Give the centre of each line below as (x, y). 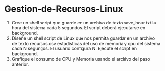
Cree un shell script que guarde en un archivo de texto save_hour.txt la (84, 23)
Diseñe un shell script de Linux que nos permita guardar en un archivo (83, 38)
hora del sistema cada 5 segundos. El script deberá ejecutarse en (79, 27)
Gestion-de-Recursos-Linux (64, 9)
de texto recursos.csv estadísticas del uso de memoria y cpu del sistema (86, 43)
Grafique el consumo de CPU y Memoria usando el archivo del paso (81, 59)
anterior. (20, 64)
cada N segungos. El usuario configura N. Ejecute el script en (74, 48)
